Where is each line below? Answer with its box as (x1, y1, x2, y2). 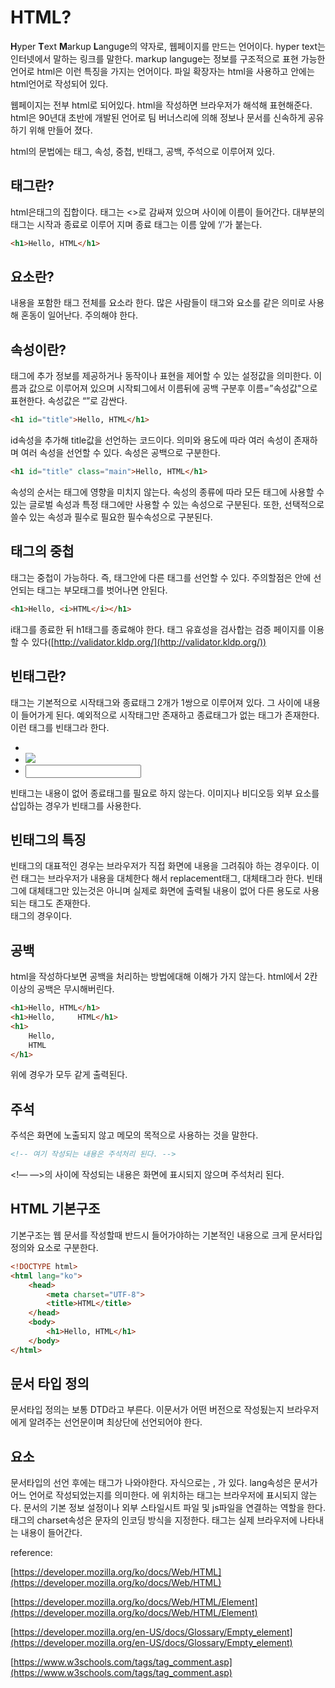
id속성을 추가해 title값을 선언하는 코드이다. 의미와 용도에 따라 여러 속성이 (10, 434, 292, 446)
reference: (10, 1547, 53, 1559)
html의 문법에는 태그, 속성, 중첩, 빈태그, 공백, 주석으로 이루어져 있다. (10, 145, 276, 157)
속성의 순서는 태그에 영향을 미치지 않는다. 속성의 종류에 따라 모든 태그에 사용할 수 (10, 486, 325, 498)
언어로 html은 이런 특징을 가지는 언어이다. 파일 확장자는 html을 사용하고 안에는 (10, 65, 315, 77)
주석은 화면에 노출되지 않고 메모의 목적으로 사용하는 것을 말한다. (10, 1129, 259, 1141)
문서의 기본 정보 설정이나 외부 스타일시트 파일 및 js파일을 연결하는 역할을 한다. (23, 1502, 327, 1514)
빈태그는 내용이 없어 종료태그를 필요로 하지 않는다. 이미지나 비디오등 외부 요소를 (10, 787, 320, 799)
